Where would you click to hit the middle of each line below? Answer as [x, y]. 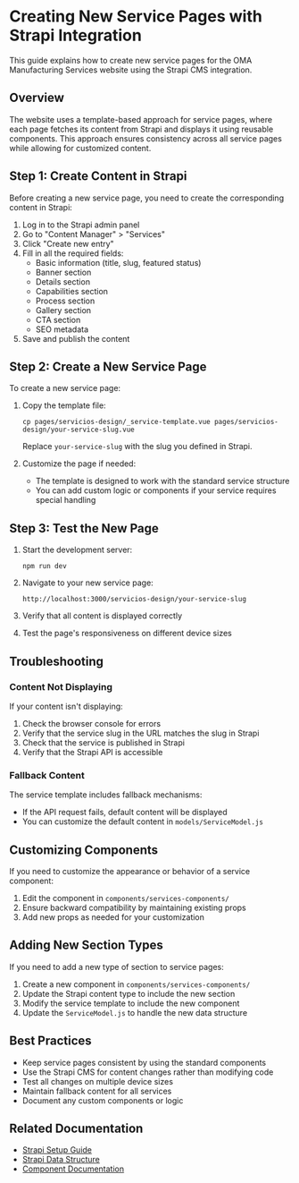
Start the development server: [77, 550]
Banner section [63, 272]
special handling [66, 500]
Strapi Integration [76, 35]
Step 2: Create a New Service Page [108, 366]
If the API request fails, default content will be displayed [125, 813]
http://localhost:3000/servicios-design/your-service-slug [134, 600]
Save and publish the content [76, 338]
